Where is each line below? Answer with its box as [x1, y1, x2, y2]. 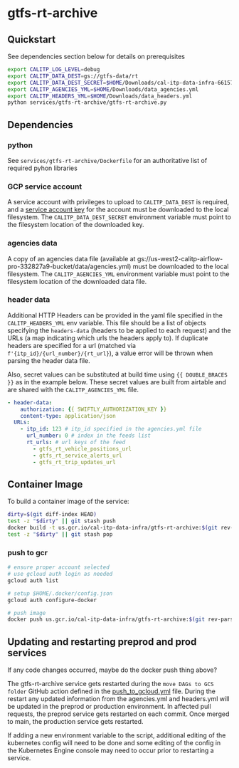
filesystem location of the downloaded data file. [7, 277, 147, 285]
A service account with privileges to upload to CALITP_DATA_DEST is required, [7, 198, 230, 206]
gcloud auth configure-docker [7, 596, 97, 604]
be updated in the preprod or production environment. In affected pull [7, 703, 211, 711]
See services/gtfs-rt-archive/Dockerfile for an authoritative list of [7, 156, 208, 164]
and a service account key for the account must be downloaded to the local [7, 205, 229, 214]
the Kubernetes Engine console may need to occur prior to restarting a [7, 746, 215, 755]
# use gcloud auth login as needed [7, 571, 113, 578]
